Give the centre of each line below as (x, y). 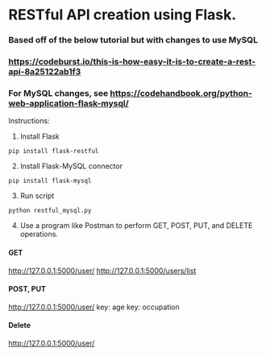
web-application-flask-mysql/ (69, 103)
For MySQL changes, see (58, 93)
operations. (39, 234)
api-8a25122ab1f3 (45, 72)
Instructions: (29, 121)
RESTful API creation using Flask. (123, 15)
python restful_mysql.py (50, 211)
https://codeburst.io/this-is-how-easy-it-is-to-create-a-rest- (132, 62)
